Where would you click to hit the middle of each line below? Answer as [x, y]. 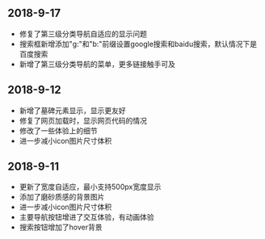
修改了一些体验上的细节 [58, 130]
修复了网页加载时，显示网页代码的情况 [83, 120]
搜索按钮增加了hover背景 [61, 227]
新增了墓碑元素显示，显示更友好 [72, 110]
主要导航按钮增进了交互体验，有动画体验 [86, 217]
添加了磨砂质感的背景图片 [62, 197]
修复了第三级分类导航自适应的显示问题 [83, 34]
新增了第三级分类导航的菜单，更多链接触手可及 [97, 64]
